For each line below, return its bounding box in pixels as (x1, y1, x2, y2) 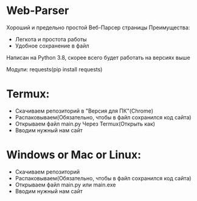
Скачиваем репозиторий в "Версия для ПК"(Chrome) (15, 107, 154, 115)
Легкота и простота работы (15, 35, 87, 43)
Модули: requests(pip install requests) (6, 65, 103, 73)
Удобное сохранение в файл (15, 42, 89, 49)
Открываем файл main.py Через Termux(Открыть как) (15, 120, 156, 127)
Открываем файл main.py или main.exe (15, 181, 116, 188)
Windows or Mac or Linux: (6, 148, 142, 162)
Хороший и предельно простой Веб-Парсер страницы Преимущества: (6, 24, 190, 31)
